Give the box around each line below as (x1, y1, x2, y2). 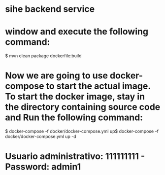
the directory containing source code (5, 102, 161, 113)
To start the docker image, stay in (5, 91, 145, 102)
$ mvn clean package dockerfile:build (5, 53, 82, 59)
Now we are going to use (5, 70, 108, 81)
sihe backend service (5, 3, 95, 15)
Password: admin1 (5, 161, 81, 173)
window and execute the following (5, 26, 149, 37)
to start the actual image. (46, 80, 151, 92)
